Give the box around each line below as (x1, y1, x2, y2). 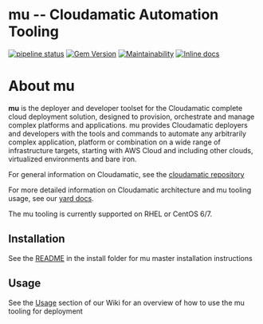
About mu (8, 77, 76, 95)
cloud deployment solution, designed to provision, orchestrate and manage (8, 112, 255, 121)
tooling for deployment (8, 306, 84, 316)
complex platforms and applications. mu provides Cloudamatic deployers (8, 120, 249, 129)
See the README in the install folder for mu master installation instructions (8, 253, 253, 263)
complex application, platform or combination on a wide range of (8, 137, 221, 147)
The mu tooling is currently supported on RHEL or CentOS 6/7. (8, 209, 213, 219)
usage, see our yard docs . (8, 193, 94, 203)
